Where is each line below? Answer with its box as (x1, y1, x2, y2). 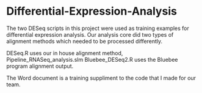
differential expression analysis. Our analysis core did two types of (6, 31, 174, 38)
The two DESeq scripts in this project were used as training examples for (6, 24, 189, 32)
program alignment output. (6, 62, 74, 70)
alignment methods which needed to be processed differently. (6, 37, 163, 45)
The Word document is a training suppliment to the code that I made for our (6, 74, 197, 81)
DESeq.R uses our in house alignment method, (6, 49, 123, 56)
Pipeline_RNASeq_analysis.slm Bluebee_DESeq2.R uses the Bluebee (6, 56, 178, 63)
